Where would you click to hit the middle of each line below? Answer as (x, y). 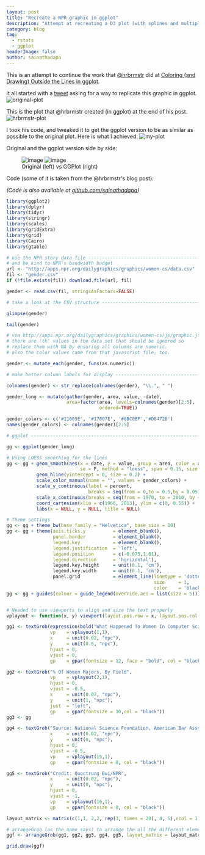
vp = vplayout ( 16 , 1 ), (81, 802)
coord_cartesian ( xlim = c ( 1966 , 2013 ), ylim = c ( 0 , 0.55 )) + (116, 503)
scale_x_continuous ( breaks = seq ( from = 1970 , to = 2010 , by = (118, 497)
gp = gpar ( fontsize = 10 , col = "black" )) (107, 711)
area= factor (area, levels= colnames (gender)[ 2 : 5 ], (131, 402)
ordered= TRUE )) (118, 408)
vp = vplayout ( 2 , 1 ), (80, 678)
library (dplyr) (26, 207)
